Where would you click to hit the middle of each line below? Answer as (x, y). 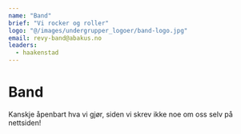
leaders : (23, 45)
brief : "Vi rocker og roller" (59, 23)
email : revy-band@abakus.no (55, 38)
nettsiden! (25, 122)
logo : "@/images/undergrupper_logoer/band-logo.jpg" (98, 30)
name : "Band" (30, 16)
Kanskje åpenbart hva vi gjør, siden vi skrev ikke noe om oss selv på (121, 114)
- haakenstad (37, 53)
